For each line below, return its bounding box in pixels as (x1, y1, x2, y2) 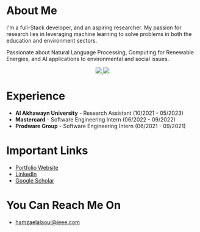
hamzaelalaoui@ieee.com (15, 218, 80, 226)
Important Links (6, 144, 88, 158)
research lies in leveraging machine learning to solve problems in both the (6, 30, 192, 37)
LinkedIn (15, 170, 37, 178)
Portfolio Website (15, 164, 59, 171)
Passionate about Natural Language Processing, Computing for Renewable (6, 48, 194, 56)
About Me (6, 4, 57, 18)
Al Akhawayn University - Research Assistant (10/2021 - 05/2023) (15, 109, 184, 117)
